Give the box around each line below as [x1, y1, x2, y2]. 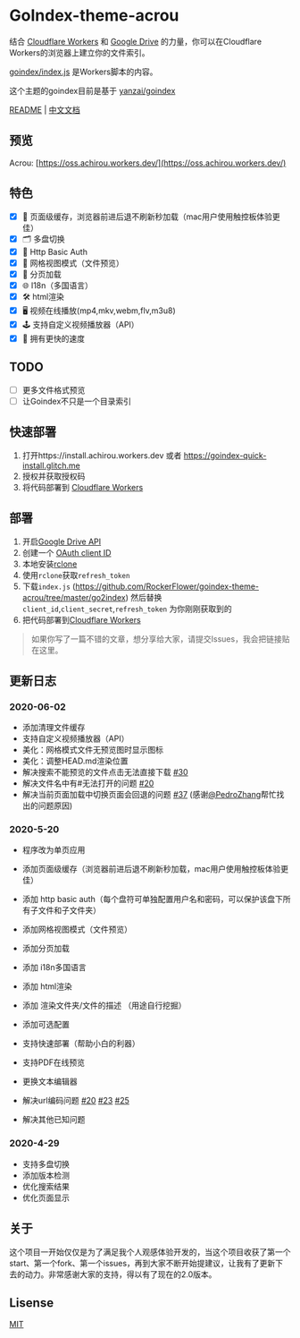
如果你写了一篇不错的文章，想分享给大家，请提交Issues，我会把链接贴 [30, 633, 290, 644]
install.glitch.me [21, 460, 80, 471]
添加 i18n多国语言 [21, 962, 87, 973]
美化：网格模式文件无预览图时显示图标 [21, 745, 163, 755]
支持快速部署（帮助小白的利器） [21, 1038, 140, 1049]
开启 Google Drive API [21, 536, 102, 547]
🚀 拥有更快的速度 [21, 333, 85, 344]
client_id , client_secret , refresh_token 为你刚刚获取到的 [21, 603, 232, 614]
